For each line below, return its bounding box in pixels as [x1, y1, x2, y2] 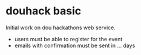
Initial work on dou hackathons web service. [5, 24, 116, 31]
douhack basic [5, 4, 82, 18]
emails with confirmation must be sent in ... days [14, 42, 136, 49]
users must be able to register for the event [14, 35, 123, 42]
